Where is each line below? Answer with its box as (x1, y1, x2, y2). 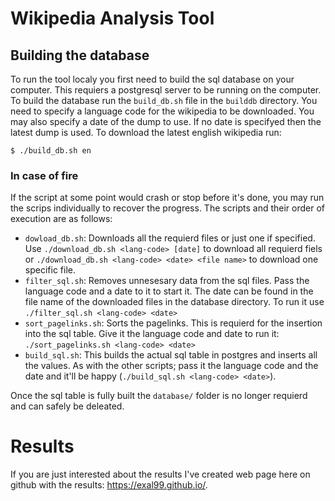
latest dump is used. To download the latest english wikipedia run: (10, 127, 282, 138)
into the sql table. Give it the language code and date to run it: (24, 328, 280, 340)
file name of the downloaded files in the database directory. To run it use (24, 296, 325, 308)
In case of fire (10, 168, 79, 182)
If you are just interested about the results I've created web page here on (10, 468, 311, 481)
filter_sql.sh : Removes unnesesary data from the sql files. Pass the (24, 275, 310, 287)
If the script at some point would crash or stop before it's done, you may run (10, 192, 325, 204)
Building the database (10, 47, 150, 64)
